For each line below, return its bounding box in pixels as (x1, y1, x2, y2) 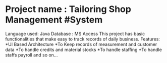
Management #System (5, 14, 103, 25)
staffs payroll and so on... (5, 51, 58, 58)
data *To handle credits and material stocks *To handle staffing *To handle (5, 46, 162, 52)
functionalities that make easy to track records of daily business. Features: (5, 36, 160, 42)
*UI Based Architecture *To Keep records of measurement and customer (5, 41, 157, 47)
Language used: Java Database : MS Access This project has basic (5, 30, 145, 36)
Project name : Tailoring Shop (5, 3, 131, 15)
